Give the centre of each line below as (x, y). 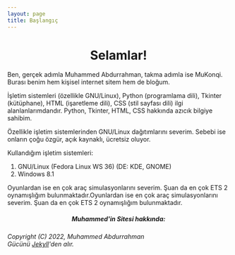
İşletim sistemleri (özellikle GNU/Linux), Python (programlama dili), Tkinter (115, 96)
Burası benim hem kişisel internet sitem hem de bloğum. (89, 82)
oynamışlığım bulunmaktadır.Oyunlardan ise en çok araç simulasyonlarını (113, 195)
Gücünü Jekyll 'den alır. (41, 244)
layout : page (26, 14)
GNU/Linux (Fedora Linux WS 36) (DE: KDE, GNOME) (94, 167)
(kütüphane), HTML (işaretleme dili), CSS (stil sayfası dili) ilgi (95, 104)
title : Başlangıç (33, 20)
